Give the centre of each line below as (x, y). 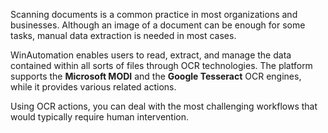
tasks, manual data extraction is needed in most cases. (123, 35)
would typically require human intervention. (100, 117)
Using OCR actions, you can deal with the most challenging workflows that (164, 106)
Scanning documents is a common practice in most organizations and (154, 14)
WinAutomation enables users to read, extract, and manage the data (151, 55)
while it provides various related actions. (93, 87)
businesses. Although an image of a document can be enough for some (158, 25)
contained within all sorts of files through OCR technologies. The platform (161, 65)
